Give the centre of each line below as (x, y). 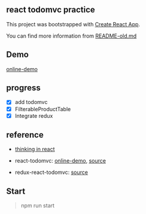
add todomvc (31, 102)
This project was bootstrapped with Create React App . (73, 24)
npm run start (38, 206)
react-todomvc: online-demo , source (60, 161)
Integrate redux (34, 115)
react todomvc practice (51, 10)
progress (23, 88)
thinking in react (35, 149)
